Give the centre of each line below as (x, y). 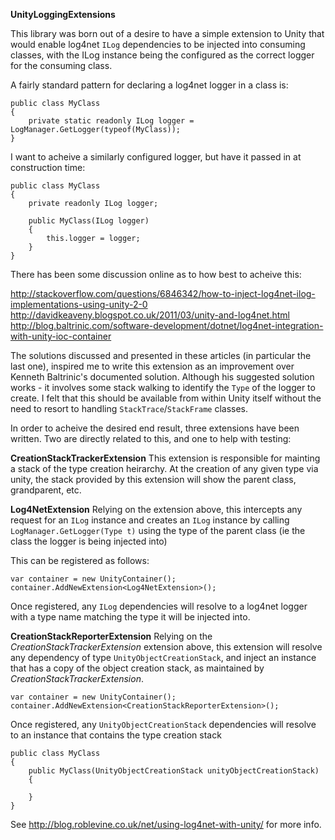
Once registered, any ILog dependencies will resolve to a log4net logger (159, 606)
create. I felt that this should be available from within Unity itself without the (166, 398)
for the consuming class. (61, 65)
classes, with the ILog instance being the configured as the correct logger (162, 55)
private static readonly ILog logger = (111, 121)
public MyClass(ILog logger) (89, 221)
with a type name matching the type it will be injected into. (130, 617)
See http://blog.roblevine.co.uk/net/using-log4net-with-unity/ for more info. (166, 824)
